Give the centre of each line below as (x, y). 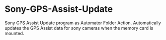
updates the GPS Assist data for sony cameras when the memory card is (79, 28)
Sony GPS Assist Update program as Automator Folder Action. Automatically (83, 23)
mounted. (14, 33)
